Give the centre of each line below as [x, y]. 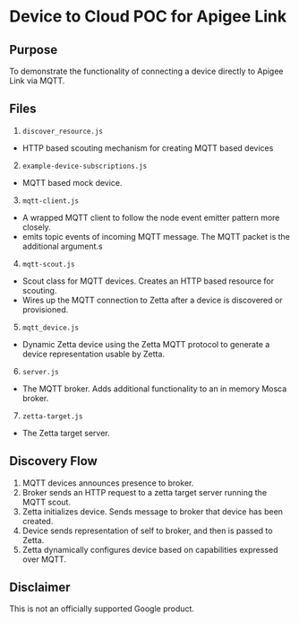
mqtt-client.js [51, 201]
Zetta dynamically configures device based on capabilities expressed [150, 549]
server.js [41, 372]
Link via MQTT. [37, 81]
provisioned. [45, 309]
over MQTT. [44, 559]
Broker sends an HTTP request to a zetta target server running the [144, 492]
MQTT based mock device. [72, 182]
